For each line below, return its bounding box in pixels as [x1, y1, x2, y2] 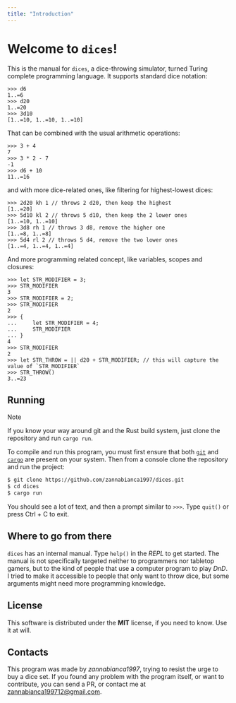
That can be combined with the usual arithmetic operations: [7, 129, 181, 137]
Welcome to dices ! [7, 40, 118, 57]
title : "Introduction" [7, 10, 74, 18]
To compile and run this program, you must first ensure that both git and [7, 448, 219, 456]
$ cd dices [7, 483, 39, 490]
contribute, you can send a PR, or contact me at [7, 680, 147, 689]
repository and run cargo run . [7, 434, 93, 442]
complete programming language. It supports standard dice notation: [7, 71, 208, 80]
